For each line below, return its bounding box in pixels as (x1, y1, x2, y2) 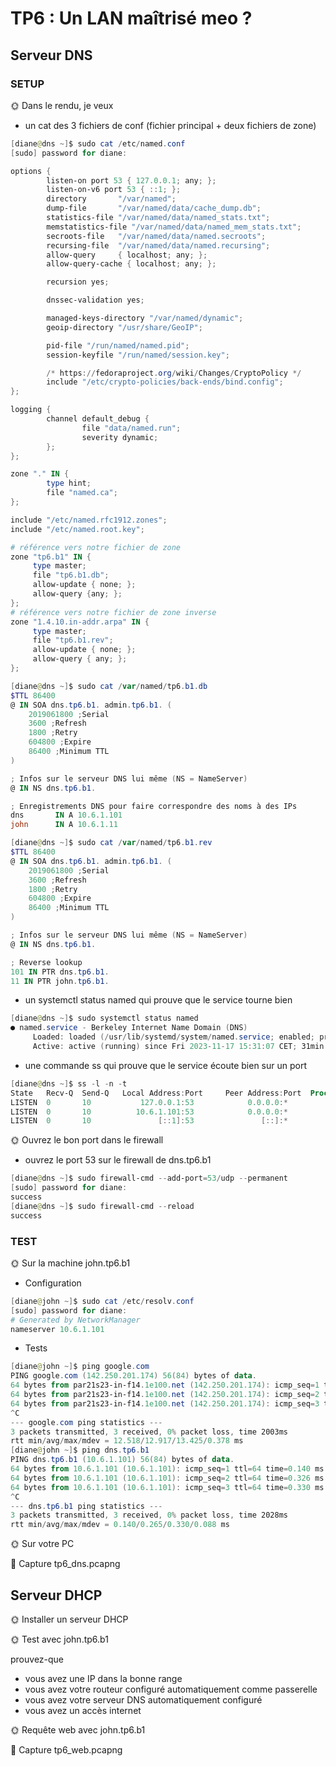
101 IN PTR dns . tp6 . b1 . (10, 967, 110, 977)
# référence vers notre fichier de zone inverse (10, 607, 217, 617)
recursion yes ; (46, 277, 110, 287)
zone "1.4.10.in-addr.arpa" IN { (10, 617, 150, 627)
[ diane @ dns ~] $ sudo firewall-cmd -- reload (10, 1201, 195, 1211)
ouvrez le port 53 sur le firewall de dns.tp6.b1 (24, 1154, 212, 1166)
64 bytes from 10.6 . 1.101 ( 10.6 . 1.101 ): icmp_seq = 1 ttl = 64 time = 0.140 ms (10, 1464, 325, 1474)
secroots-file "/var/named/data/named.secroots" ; (46, 231, 267, 241)
